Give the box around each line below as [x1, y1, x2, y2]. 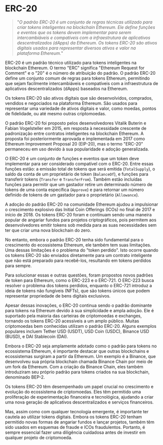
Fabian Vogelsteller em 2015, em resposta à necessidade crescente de [5, 125, 147, 131]
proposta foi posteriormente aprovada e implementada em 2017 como [5, 135, 145, 142]
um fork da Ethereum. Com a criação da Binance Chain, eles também [5, 363, 144, 369]
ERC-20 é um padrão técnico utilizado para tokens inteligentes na [5, 60, 137, 65]
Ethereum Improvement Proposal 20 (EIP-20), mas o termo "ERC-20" [5, 141, 144, 147]
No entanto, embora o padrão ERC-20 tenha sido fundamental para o [5, 236, 144, 242]
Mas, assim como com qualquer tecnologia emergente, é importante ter [5, 408, 149, 414]
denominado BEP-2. [5, 374, 45, 380]
